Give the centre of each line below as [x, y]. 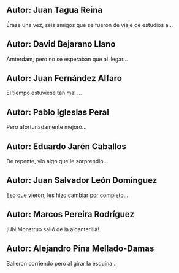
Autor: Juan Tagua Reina [55, 10]
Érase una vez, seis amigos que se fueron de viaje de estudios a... [90, 25]
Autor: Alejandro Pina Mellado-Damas [80, 249]
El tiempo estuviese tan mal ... [44, 93]
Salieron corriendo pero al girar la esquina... [62, 263]
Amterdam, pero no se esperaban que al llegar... [67, 59]
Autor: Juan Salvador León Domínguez [82, 180]
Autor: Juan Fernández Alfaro [64, 78]
